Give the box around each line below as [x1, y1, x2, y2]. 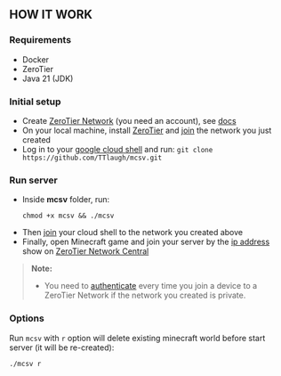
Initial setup [9, 95, 61, 108]
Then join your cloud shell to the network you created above [21, 227, 243, 238]
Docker [21, 53, 50, 65]
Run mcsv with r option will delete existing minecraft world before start [9, 332, 266, 343]
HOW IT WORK [9, 7, 93, 22]
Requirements [9, 34, 72, 46]
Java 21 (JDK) [21, 73, 74, 84]
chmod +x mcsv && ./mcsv [21, 211, 115, 221]
